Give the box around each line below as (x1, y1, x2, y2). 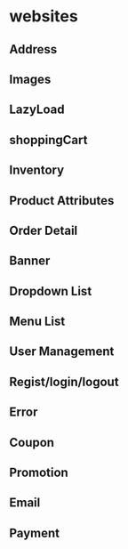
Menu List (9, 314, 66, 329)
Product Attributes (9, 193, 115, 208)
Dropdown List (9, 283, 92, 299)
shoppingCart (9, 132, 88, 148)
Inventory (9, 163, 65, 178)
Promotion (9, 465, 68, 480)
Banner (9, 254, 51, 269)
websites (9, 6, 78, 27)
